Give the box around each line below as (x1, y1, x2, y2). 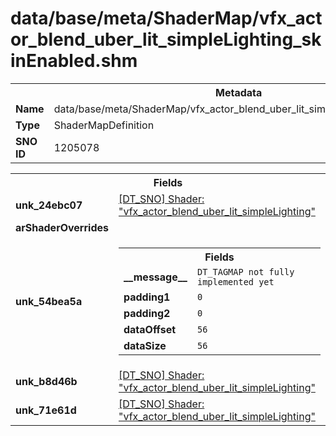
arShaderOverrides (15, 220, 109, 234)
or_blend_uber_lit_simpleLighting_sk (10, 28, 322, 51)
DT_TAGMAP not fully (196, 266, 295, 277)
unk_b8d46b (15, 374, 78, 388)
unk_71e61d (15, 403, 77, 417)
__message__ (123, 270, 188, 284)
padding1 (123, 290, 171, 304)
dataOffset (123, 322, 177, 336)
